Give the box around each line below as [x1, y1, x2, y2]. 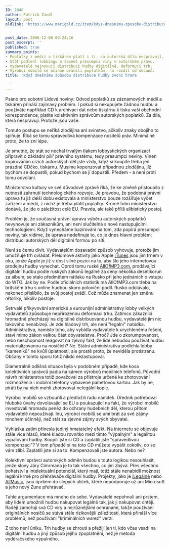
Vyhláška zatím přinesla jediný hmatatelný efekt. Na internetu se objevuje [5, 426, 158, 432]
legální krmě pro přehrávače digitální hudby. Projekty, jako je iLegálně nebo [5, 473, 162, 479]
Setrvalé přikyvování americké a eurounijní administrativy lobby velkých [5, 305, 155, 311]
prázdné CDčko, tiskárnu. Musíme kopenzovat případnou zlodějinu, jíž [5, 164, 152, 170]
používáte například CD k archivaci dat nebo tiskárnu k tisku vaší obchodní [5, 107, 161, 113]
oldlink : [5, 21, 24, 27]
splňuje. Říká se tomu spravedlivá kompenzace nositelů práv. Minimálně [5, 132, 155, 139]
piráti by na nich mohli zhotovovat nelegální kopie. [5, 385, 110, 391]
